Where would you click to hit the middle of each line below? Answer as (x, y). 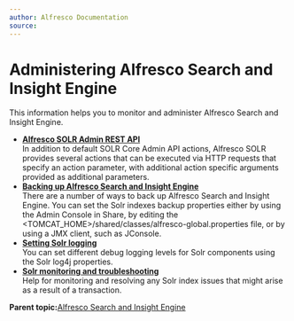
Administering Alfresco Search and (141, 70)
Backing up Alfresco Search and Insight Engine (110, 186)
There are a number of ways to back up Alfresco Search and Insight (146, 196)
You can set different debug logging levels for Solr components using (148, 253)
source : (23, 26)
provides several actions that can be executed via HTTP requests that (149, 158)
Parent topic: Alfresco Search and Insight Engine (97, 308)
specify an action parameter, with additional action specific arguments (150, 168)
